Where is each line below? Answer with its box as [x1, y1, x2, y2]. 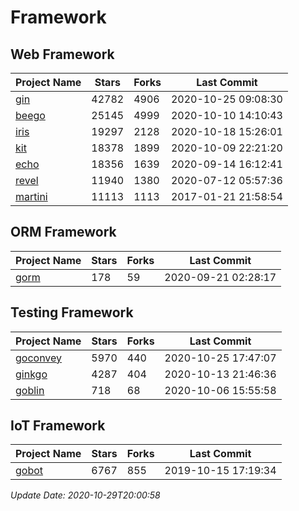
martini [15, 190, 48, 203]
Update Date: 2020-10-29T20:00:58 [10, 489, 161, 501]
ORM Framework [10, 224, 117, 241]
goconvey [15, 351, 63, 365]
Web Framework [10, 46, 115, 63]
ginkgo [15, 367, 48, 381]
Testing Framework [10, 304, 134, 321]
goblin [15, 383, 45, 397]
